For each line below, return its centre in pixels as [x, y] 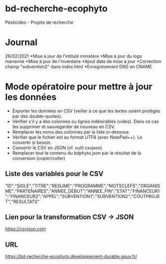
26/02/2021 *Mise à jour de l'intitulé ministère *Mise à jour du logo [74, 56]
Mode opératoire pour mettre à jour [79, 87]
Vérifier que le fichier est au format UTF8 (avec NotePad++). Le [77, 137]
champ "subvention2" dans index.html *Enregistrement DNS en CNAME [79, 66]
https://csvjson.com [26, 229]
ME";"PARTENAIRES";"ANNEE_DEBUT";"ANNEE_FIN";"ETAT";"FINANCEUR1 [83, 191]
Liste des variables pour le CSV [54, 174]
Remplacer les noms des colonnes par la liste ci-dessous [70, 132]
